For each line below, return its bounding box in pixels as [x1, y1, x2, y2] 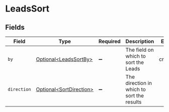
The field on [125, 46, 154, 53]
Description [125, 38, 154, 45]
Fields [5, 23, 25, 32]
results [125, 98, 142, 105]
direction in [125, 80, 152, 86]
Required [98, 38, 121, 45]
